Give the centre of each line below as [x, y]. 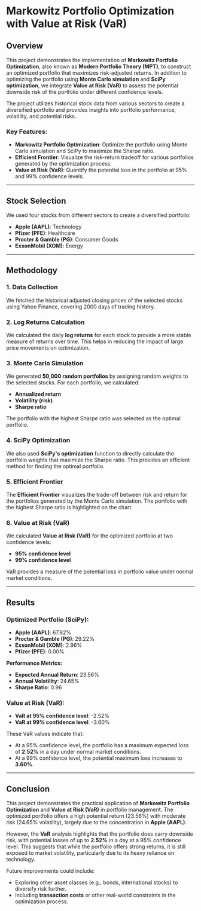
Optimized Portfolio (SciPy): [48, 619]
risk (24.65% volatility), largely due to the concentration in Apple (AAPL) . [97, 823]
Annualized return [38, 394]
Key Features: [27, 132]
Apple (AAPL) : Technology [48, 227]
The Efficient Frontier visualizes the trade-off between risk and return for [97, 494]
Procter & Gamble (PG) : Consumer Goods [66, 240]
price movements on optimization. [48, 348]
